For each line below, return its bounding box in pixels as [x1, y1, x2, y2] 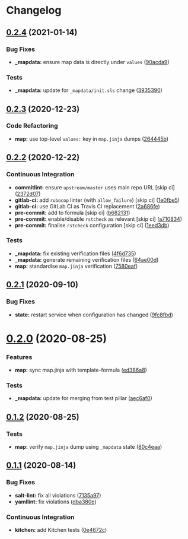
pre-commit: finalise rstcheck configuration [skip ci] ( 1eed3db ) [14, 221, 170, 229]
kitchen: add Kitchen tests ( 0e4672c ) [14, 526, 107, 533]
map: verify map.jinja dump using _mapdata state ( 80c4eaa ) [14, 443, 162, 450]
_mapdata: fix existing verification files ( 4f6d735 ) [14, 250, 136, 257]
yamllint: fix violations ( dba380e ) [14, 498, 97, 505]
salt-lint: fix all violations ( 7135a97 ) [14, 492, 101, 499]
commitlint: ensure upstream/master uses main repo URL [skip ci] [14, 183, 175, 191]
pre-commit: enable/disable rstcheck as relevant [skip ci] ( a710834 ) [14, 215, 183, 223]
